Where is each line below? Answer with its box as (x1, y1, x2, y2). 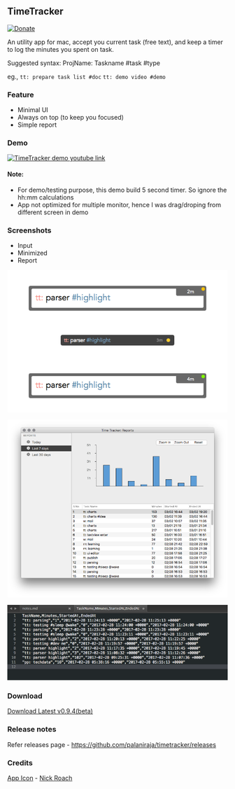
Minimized (17, 249, 48, 257)
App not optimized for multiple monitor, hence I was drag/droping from (17, 200, 222, 209)
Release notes (7, 725, 57, 734)
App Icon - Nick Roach (7, 774, 73, 783)
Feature (7, 90, 34, 99)
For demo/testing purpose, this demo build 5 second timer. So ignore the (17, 186, 227, 194)
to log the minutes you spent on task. (7, 45, 114, 53)
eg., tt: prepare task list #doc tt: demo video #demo (7, 72, 166, 81)
